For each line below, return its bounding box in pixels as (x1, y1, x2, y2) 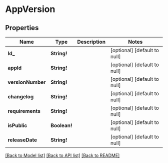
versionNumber (7, 79, 46, 86)
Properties (5, 24, 39, 32)
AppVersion (5, 4, 55, 15)
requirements (7, 108, 41, 114)
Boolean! (50, 122, 72, 129)
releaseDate (7, 136, 37, 143)
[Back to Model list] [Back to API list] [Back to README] (5, 152, 120, 158)
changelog (7, 93, 34, 100)
